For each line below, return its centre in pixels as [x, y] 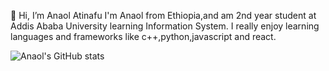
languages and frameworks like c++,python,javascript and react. [143, 36]
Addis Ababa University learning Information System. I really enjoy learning [165, 26]
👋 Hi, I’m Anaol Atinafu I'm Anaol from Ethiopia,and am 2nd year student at [163, 15]
